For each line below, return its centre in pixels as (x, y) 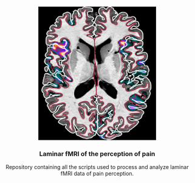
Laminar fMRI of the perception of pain (97, 154)
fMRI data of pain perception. (97, 174)
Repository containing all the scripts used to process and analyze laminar (97, 167)
